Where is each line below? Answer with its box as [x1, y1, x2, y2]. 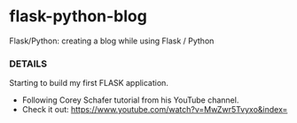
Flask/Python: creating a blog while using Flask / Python [9, 35, 215, 46]
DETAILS [9, 58, 47, 70]
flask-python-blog [9, 6, 148, 27]
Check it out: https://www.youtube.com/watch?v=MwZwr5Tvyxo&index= [21, 104, 288, 115]
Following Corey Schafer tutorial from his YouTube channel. [21, 95, 239, 105]
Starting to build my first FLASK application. [9, 78, 168, 88]
